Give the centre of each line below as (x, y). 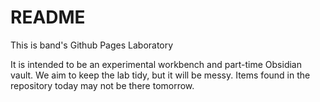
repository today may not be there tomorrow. (102, 85)
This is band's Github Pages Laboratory (92, 45)
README (48, 17)
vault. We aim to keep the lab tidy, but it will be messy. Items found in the (160, 75)
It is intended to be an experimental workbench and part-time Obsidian (156, 64)
